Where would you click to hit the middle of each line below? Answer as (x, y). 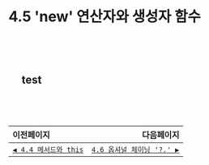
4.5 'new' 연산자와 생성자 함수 (104, 17)
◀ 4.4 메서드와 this (48, 150)
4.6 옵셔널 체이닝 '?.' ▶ (136, 150)
